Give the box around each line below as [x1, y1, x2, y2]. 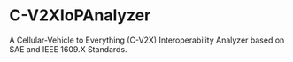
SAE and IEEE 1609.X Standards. [9, 43, 127, 54]
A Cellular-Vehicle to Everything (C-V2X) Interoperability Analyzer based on [9, 35, 285, 45]
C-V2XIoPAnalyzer [9, 5, 151, 26]
